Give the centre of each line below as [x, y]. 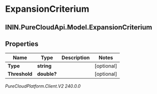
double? [47, 74]
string [44, 66]
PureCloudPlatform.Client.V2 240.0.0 [43, 86]
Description [76, 58]
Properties [22, 44]
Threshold [20, 74]
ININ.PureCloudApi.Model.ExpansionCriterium [79, 27]
